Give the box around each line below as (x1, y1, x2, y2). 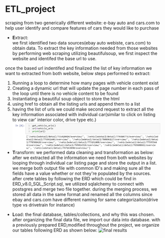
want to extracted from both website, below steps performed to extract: (5, 70, 151, 76)
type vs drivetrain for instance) (12, 201, 75, 208)
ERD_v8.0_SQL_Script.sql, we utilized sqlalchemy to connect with (12, 181, 144, 187)
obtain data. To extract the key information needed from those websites (12, 45, 158, 51)
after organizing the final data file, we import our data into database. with (12, 216, 161, 223)
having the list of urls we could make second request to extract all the (12, 106, 154, 112)
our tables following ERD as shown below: (12, 227, 98, 233)
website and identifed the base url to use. (12, 55, 97, 61)
